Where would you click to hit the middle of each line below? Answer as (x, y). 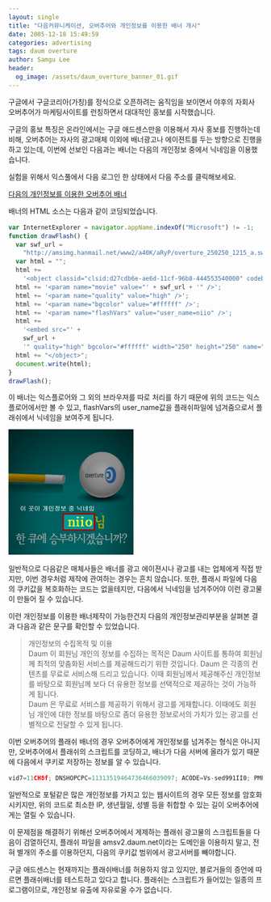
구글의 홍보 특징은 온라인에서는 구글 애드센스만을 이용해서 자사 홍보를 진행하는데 (134, 129)
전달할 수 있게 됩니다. (90, 725)
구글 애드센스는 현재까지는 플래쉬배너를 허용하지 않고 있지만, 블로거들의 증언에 (131, 870)
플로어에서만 (28, 408)
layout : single (34, 17)
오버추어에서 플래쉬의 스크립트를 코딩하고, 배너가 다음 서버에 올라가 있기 (132, 752)
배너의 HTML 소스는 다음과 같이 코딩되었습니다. (83, 211)
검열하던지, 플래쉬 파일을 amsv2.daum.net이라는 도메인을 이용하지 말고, (137, 842)
